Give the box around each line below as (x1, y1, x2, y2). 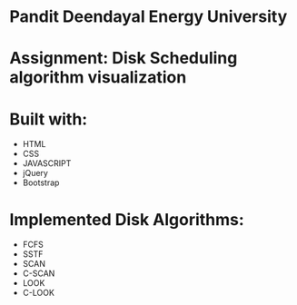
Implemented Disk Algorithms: (9, 209, 245, 230)
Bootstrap (22, 177, 60, 188)
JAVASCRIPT (22, 158, 72, 169)
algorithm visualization (9, 67, 187, 88)
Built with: (9, 109, 88, 129)
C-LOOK (22, 288, 54, 299)
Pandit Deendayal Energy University (9, 6, 288, 27)
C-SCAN (22, 268, 55, 279)
